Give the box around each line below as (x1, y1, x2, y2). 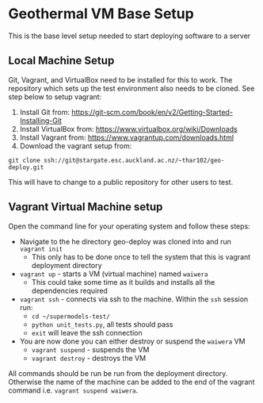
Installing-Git (19, 116, 62, 125)
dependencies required (31, 286, 109, 295)
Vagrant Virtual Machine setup (8, 200, 163, 214)
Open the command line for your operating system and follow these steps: (8, 221, 251, 231)
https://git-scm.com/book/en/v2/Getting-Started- (71, 107, 234, 117)
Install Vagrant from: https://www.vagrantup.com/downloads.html (19, 132, 234, 142)
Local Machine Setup (8, 54, 115, 67)
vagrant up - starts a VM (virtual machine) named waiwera (19, 269, 208, 278)
